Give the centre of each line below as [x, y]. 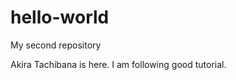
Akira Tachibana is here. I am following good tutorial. [118, 64]
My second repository [56, 45]
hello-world [60, 17]
